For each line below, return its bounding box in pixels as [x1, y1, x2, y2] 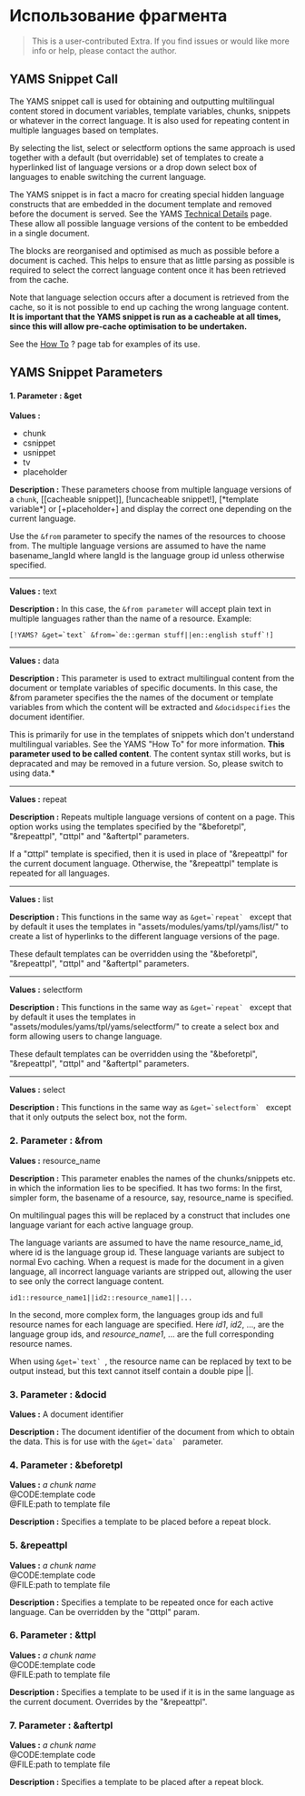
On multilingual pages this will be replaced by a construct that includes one [9, 1209, 290, 1220]
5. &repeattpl [9, 1539, 68, 1551]
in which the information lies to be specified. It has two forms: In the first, [9, 1182, 283, 1193]
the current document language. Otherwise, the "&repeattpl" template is [9, 858, 279, 869]
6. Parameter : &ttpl [9, 1629, 97, 1641]
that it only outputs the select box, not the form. [9, 1111, 188, 1123]
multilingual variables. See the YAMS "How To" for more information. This [9, 738, 285, 750]
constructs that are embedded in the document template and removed [9, 198, 272, 209]
